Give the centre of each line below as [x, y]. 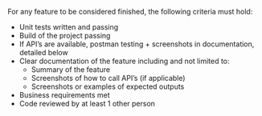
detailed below [44, 52]
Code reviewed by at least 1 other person [87, 104]
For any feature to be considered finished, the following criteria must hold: [130, 12]
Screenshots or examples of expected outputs [108, 86]
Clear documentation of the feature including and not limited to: [124, 61]
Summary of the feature [70, 70]
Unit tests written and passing [69, 27]
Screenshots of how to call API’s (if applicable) [108, 78]
